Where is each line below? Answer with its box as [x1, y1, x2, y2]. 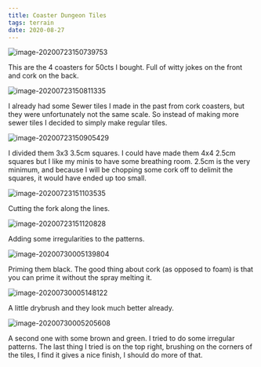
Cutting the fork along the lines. [8, 204, 111, 213]
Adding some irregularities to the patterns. [8, 234, 145, 244]
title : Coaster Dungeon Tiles [8, 11, 107, 20]
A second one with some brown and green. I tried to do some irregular [8, 334, 235, 343]
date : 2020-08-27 [8, 26, 65, 34]
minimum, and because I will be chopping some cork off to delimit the [8, 165, 234, 175]
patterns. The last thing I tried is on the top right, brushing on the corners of [8, 342, 253, 351]
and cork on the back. [8, 71, 79, 81]
